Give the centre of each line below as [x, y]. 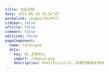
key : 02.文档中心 [30, 54]
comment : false [20, 32]
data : [15, 49]
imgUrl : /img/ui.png [34, 59]
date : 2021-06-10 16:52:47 [32, 14]
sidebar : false [20, 23]
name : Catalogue [26, 45]
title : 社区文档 [20, 9]
